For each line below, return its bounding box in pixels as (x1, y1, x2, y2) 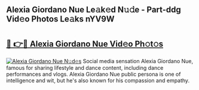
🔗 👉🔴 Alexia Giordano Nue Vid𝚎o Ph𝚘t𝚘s (6, 39, 163, 49)
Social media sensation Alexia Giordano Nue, (82, 58, 194, 64)
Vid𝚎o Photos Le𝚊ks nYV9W (6, 14, 115, 24)
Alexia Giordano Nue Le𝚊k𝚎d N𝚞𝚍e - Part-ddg (6, 5, 181, 15)
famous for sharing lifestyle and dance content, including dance (6, 64, 164, 71)
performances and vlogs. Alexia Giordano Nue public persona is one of (6, 71, 181, 77)
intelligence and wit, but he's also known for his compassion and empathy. (6, 77, 190, 84)
